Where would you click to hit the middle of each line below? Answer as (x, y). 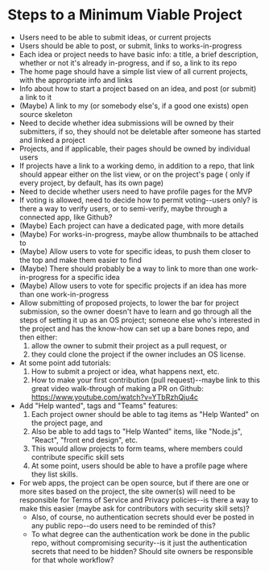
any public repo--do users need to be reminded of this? (124, 525)
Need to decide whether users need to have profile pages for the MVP (136, 191)
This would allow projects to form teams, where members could (137, 448)
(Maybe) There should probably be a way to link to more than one (128, 269)
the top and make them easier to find (81, 260)
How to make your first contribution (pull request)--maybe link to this (146, 380)
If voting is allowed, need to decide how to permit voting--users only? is (139, 200)
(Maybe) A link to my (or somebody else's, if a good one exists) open (134, 106)
